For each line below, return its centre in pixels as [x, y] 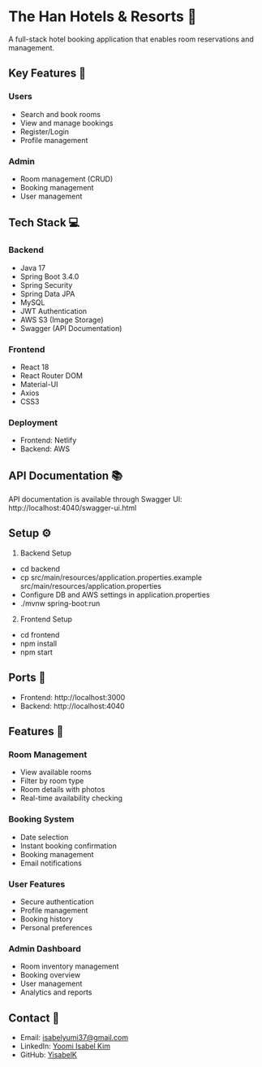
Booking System [41, 819]
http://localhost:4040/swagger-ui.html [73, 508]
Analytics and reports [56, 992]
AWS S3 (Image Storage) [62, 320]
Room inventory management [69, 966]
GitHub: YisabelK [48, 1055]
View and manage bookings [67, 123]
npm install [39, 643]
